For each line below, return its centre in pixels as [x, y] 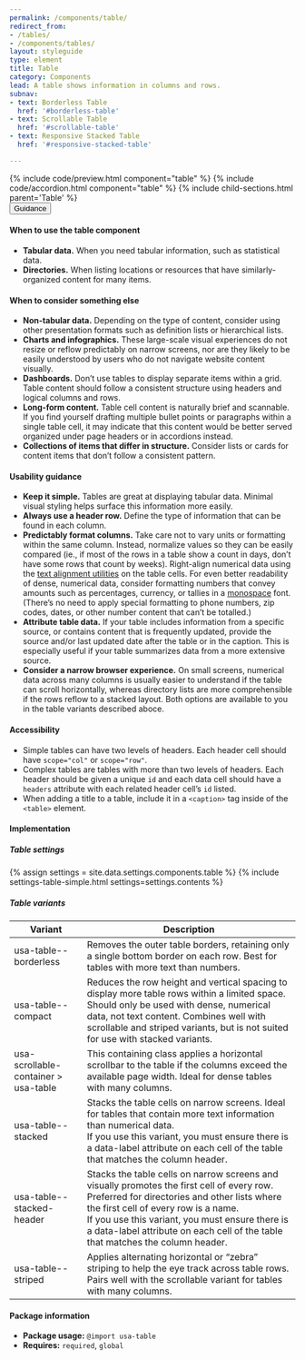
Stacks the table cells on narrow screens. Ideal [186, 1103]
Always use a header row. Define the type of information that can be [152, 516]
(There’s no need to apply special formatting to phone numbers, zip [148, 603]
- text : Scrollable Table [58, 119]
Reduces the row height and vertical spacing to [187, 982]
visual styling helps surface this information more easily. [128, 506]
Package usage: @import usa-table [89, 1335]
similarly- [259, 270]
